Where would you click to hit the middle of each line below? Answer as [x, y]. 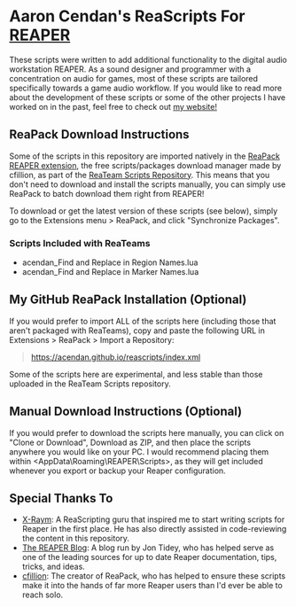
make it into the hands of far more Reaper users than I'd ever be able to [152, 586]
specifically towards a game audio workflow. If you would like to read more [145, 88]
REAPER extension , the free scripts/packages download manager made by [145, 165]
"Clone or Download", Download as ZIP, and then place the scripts [130, 442]
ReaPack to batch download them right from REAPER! [107, 193]
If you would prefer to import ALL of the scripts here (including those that [143, 321]
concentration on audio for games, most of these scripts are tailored [134, 78]
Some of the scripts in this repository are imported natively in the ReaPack [145, 156]
